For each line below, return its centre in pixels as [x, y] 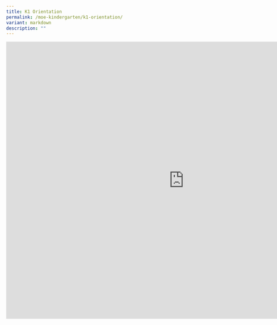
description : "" [26, 28]
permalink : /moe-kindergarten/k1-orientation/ [65, 17]
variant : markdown [29, 22]
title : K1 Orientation [34, 12]
